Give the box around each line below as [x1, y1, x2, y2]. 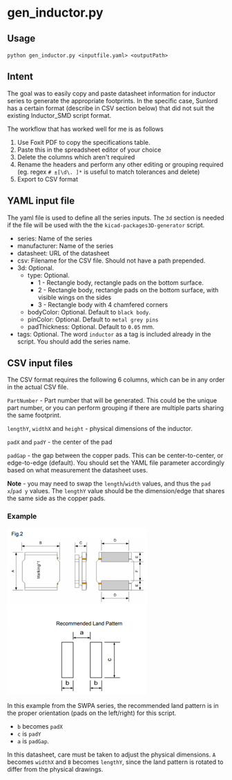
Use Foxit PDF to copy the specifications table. [17, 138, 151, 146]
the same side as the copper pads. [7, 494, 106, 503]
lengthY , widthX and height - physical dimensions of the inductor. [7, 425, 193, 433]
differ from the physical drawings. [7, 765, 104, 773]
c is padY [17, 729, 41, 738]
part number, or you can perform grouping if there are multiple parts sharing [7, 404, 224, 412]
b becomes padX [17, 722, 64, 730]
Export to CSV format [17, 175, 78, 183]
